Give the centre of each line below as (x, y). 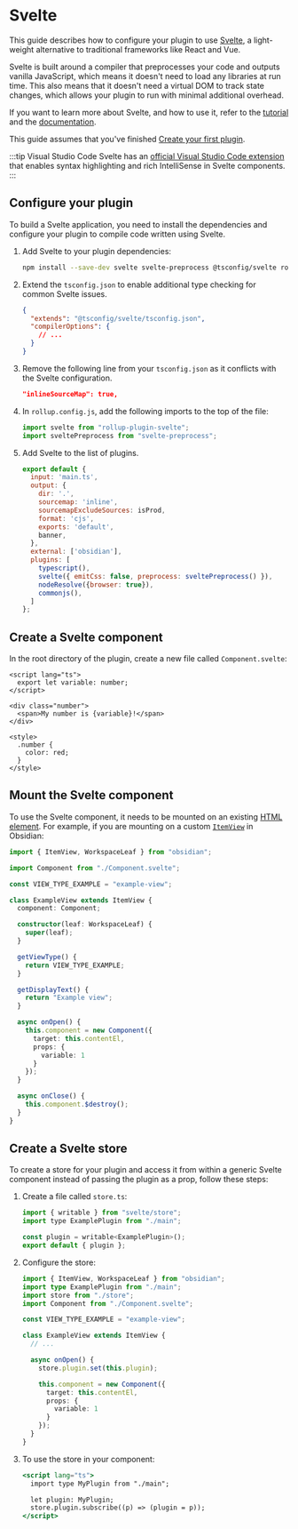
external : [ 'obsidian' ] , (76, 552)
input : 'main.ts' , (64, 477)
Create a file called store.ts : (74, 1197)
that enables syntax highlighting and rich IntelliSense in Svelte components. (147, 165)
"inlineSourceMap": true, (70, 394)
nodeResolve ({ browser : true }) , (96, 584)
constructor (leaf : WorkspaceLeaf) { (85, 925)
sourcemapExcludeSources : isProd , (102, 510)
